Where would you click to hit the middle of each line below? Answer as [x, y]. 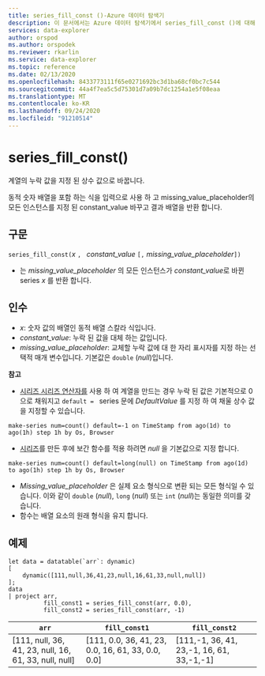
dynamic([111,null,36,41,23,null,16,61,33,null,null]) [114, 576]
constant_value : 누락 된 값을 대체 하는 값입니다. [93, 338]
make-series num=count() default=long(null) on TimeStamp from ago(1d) [128, 463]
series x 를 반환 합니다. [56, 280]
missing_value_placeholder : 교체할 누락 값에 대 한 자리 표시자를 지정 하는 [134, 348]
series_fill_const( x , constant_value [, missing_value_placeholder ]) [125, 254]
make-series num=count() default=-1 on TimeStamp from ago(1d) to [119, 426]
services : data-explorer [49, 30]
